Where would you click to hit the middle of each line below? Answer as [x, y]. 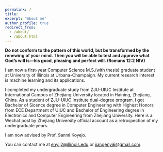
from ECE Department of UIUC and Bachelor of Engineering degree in [74, 110]
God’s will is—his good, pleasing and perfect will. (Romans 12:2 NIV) [75, 61]
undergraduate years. [27, 125]
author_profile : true [27, 23]
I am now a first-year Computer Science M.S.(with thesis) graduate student [80, 70]
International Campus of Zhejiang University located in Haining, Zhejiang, [78, 94]
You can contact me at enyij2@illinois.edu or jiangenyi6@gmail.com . [73, 144]
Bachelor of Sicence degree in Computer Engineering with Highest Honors [79, 105]
